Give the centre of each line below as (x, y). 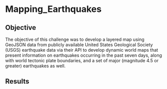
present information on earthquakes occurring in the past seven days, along (83, 55)
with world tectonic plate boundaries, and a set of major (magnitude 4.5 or (82, 60)
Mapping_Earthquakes (53, 9)
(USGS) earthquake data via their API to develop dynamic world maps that (82, 50)
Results (17, 81)
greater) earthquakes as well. (36, 66)
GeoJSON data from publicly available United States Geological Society (79, 45)
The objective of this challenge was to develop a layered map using (75, 39)
